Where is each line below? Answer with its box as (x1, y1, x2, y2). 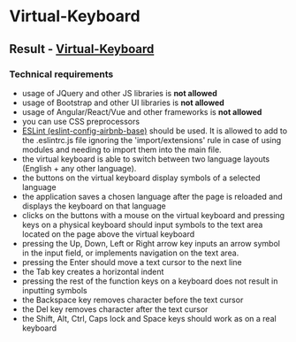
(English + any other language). (21, 163, 137, 173)
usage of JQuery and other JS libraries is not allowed (21, 87, 218, 98)
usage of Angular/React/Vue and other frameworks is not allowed (21, 106, 262, 117)
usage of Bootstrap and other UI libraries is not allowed (21, 97, 225, 108)
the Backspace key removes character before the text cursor (21, 294, 244, 305)
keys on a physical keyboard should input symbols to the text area (21, 219, 263, 230)
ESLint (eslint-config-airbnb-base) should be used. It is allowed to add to (21, 125, 288, 136)
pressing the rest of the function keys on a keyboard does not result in (21, 276, 278, 286)
